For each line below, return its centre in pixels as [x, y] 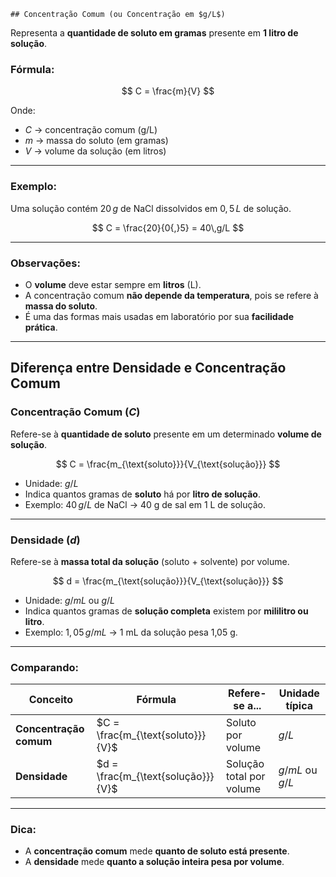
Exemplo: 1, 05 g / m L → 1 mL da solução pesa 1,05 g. [131, 632]
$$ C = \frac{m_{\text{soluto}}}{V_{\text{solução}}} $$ [168, 464]
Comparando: [44, 667]
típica [299, 706]
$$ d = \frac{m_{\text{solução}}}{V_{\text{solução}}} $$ [168, 581]
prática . [41, 327]
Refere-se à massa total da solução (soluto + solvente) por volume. [150, 561]
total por [246, 777]
